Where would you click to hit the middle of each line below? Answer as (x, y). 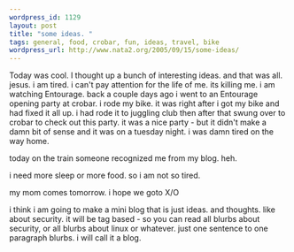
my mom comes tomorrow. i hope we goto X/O (94, 193)
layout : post (33, 26)
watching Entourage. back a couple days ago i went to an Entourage (134, 95)
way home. (30, 141)
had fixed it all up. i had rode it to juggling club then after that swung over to (147, 113)
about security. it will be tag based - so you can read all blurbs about (135, 219)
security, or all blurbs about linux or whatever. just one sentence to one (139, 229)
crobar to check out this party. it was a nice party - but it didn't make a (138, 122)
